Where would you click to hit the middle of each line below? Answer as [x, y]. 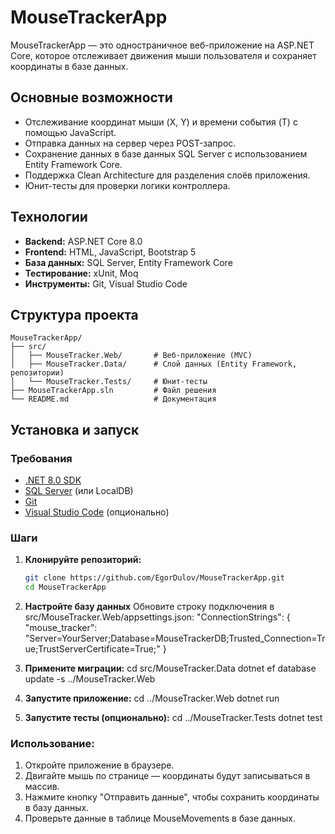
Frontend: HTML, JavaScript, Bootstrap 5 [110, 252]
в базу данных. [57, 808]
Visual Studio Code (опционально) [97, 512]
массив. [42, 787]
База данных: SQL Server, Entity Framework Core [128, 262]
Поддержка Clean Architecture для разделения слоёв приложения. [167, 175]
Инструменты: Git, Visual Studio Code [106, 283]
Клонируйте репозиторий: [83, 560]
